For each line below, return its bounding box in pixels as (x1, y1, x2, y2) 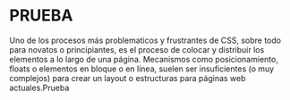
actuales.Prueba (9, 82, 70, 93)
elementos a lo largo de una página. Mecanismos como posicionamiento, (9, 54, 279, 64)
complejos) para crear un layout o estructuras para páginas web (9, 72, 246, 83)
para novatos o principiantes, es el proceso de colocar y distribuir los (9, 44, 265, 54)
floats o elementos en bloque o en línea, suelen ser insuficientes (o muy (9, 63, 275, 74)
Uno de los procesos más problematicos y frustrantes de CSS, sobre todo (9, 35, 282, 46)
